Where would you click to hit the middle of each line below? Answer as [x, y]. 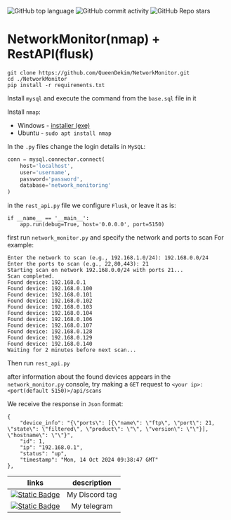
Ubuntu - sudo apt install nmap [64, 133]
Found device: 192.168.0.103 [50, 307]
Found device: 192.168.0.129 [50, 338]
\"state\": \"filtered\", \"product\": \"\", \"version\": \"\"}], [108, 429]
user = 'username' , [45, 172]
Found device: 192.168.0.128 [50, 332]
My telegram [92, 506]
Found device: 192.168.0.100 [50, 289]
